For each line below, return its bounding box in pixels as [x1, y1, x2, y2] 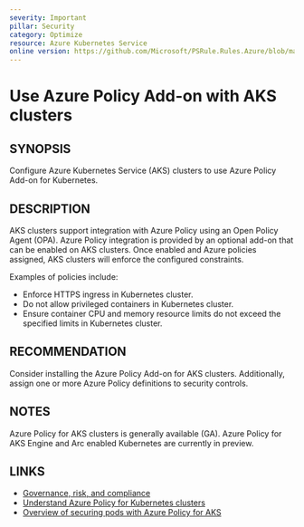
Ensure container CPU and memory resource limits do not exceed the [22, 308, 281, 319]
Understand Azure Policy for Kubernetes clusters [22, 497, 206, 508]
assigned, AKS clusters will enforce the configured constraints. [9, 254, 244, 264]
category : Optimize [9, 30, 83, 39]
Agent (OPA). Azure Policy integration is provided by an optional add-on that [9, 235, 294, 245]
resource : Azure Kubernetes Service [9, 38, 147, 48]
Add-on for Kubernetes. [9, 175, 99, 186]
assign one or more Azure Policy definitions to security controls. [9, 378, 249, 388]
